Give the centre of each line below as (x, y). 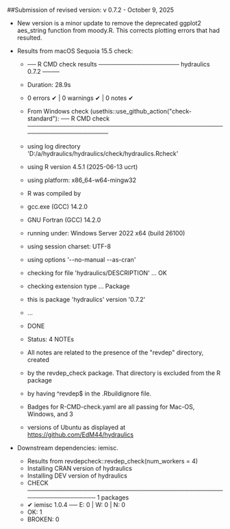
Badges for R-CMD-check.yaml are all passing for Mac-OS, (111, 407)
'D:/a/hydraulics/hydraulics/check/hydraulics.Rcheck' (103, 154)
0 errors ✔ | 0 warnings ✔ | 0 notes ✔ (80, 98)
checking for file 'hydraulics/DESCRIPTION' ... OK (97, 273)
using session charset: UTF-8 (69, 246)
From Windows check (58, 111)
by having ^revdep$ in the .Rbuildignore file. (89, 393)
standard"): (43, 118)
